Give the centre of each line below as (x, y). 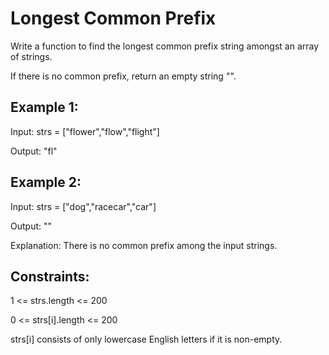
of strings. (31, 56)
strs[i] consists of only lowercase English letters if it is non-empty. (146, 339)
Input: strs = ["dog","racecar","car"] (83, 206)
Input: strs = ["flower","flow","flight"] (85, 131)
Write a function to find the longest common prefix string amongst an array (165, 46)
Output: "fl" (34, 151)
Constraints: (50, 276)
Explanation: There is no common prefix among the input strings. (144, 245)
